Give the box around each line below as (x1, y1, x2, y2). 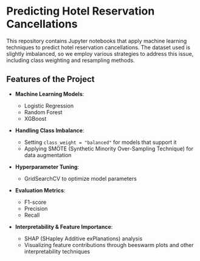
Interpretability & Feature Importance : (15, 223, 113, 230)
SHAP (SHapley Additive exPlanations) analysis (24, 235, 143, 242)
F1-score (24, 198, 47, 206)
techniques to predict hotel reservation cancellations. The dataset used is (6, 44, 190, 51)
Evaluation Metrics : (15, 186, 66, 194)
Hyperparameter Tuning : (15, 163, 80, 171)
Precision (24, 205, 48, 212)
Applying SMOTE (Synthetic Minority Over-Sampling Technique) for (24, 144, 193, 152)
